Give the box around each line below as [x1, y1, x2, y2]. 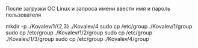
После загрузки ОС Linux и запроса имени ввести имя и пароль [5, 5, 171, 12]
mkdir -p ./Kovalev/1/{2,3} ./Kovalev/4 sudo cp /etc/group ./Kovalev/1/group [5, 23, 193, 30]
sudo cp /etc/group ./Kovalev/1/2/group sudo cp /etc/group [5, 29, 153, 36]
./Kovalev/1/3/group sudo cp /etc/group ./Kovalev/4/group [5, 36, 150, 42]
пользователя [5, 11, 42, 18]
